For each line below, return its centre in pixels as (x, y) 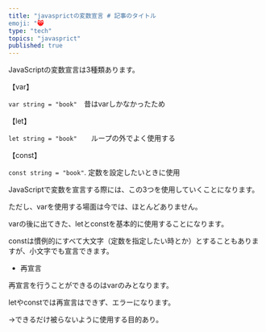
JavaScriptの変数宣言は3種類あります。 (74, 70)
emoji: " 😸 (26, 23)
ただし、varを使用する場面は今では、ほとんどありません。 (106, 207)
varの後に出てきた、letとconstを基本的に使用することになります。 (118, 224)
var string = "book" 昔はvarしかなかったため (87, 104)
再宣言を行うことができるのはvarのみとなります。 (91, 285)
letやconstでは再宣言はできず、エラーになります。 (92, 302)
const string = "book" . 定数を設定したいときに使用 (94, 172)
